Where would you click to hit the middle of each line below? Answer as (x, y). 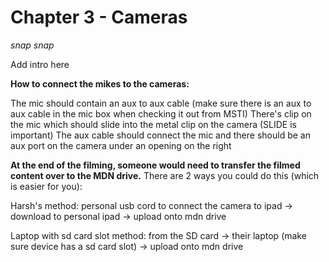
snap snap (32, 45)
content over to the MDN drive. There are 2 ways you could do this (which (165, 175)
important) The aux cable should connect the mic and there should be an (160, 135)
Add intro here (40, 64)
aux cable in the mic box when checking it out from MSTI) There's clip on (161, 113)
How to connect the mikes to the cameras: (100, 83)
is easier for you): (46, 186)
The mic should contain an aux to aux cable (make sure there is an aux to (161, 103)
